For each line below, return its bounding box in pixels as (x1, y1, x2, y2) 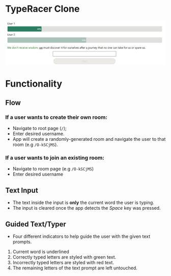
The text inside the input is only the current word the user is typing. (12, 199, 154, 206)
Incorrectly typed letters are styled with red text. (12, 260, 115, 265)
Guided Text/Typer (5, 220, 66, 229)
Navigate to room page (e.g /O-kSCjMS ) (12, 166, 94, 172)
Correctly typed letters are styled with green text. (12, 254, 117, 260)
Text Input (5, 186, 38, 194)
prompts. (12, 239, 32, 245)
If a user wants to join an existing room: (5, 154, 104, 161)
